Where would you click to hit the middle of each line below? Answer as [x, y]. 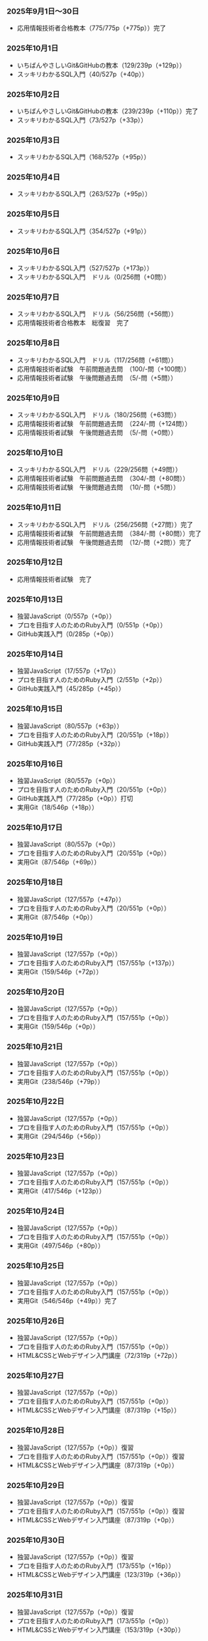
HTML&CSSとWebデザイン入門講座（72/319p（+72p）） [99, 1356]
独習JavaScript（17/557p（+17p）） [68, 671]
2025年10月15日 [35, 709]
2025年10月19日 [35, 937]
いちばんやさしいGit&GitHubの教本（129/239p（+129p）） [101, 65]
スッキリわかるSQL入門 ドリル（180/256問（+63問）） [98, 415]
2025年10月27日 [35, 1376]
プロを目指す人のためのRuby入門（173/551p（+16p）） [96, 1566]
